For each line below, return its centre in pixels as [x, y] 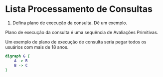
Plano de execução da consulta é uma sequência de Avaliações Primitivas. [82, 32]
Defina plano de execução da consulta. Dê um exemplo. [70, 23]
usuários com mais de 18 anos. [37, 47]
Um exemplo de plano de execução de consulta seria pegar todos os [76, 42]
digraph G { [17, 56]
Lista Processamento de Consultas [79, 9]
